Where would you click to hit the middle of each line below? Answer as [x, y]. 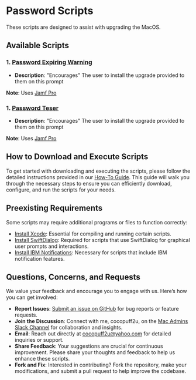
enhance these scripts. [42, 359]
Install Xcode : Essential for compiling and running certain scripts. [93, 234]
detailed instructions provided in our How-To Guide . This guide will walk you [98, 177]
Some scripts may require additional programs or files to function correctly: [97, 222]
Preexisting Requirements [54, 208]
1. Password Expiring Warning [49, 62]
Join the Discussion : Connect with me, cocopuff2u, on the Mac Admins [101, 321]
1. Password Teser [32, 108]
